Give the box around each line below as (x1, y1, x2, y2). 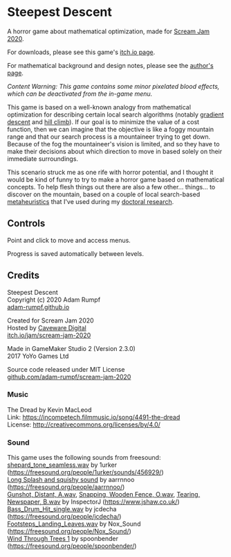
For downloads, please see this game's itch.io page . (7, 48, 156, 56)
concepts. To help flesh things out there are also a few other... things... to (7, 182, 216, 191)
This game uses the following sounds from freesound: (7, 454, 161, 462)
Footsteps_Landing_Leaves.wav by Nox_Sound (7, 520, 141, 528)
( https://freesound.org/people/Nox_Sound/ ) (7, 527, 131, 535)
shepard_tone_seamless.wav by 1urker (7, 461, 118, 469)
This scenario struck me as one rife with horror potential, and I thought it (7, 168, 214, 176)
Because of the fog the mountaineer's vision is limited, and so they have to (7, 139, 220, 148)
